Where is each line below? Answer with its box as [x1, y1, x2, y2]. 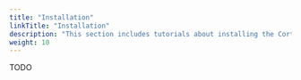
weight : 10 [9, 37, 50, 47]
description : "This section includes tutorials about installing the [9, 29, 275, 38]
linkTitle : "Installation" [9, 21, 110, 30]
